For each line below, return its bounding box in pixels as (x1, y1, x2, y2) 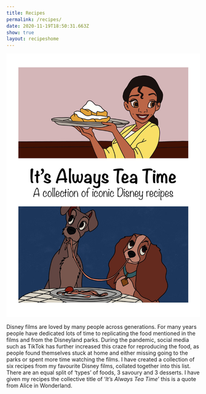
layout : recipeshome (6, 36, 60, 42)
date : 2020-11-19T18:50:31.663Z (6, 23, 89, 29)
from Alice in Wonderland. (6, 382, 73, 389)
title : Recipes (6, 10, 46, 16)
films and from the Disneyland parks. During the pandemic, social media (6, 336, 189, 344)
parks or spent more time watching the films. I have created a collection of (6, 355, 195, 363)
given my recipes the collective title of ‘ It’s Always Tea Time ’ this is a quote (6, 375, 197, 382)
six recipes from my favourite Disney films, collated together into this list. (6, 362, 191, 369)
